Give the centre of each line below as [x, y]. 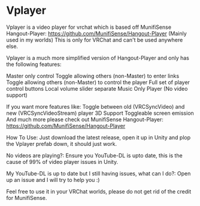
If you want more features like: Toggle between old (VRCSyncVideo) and [96, 106]
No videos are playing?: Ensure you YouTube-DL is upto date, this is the [94, 155]
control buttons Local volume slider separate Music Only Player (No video [97, 88]
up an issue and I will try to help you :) [53, 180]
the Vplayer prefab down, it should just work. [62, 144]
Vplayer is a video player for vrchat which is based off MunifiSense [89, 27]
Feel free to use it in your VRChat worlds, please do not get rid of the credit [99, 191]
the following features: [34, 64]
